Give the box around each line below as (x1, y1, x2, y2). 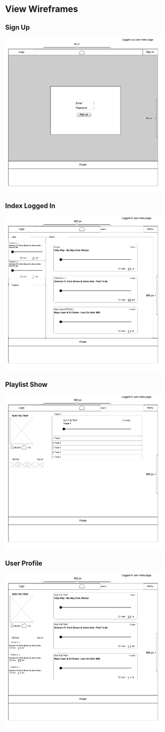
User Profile (5, 559, 43, 568)
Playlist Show (5, 380, 48, 389)
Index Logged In (5, 202, 56, 210)
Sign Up (5, 23, 30, 32)
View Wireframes (5, 3, 78, 15)
